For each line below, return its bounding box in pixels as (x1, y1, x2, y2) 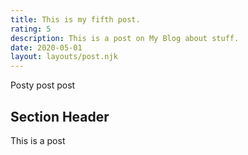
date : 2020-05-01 (10, 42, 83, 53)
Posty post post (10, 79, 76, 91)
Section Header (10, 108, 110, 125)
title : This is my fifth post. (10, 14, 141, 25)
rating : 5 (10, 24, 52, 34)
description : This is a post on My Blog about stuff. (10, 33, 240, 43)
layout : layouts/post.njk (10, 52, 118, 62)
